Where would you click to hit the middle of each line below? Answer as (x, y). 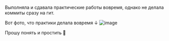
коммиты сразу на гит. (30, 13)
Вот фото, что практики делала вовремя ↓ (52, 23)
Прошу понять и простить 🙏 (35, 33)
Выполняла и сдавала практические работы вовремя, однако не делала (84, 7)
